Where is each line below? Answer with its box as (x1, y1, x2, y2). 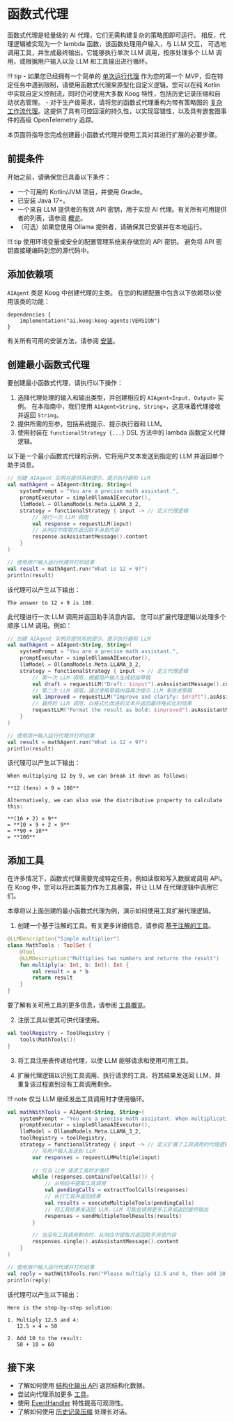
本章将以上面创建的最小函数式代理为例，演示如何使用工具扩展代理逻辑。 (7, 906, 214, 915)
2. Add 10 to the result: (7, 1335, 82, 1342)
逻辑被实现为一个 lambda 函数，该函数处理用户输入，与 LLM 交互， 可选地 (13, 39, 226, 48)
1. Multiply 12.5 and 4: (7, 1316, 79, 1323)
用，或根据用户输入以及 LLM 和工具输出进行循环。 (7, 57, 152, 65)
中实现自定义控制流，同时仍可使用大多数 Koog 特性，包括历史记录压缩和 (7, 89, 215, 98)
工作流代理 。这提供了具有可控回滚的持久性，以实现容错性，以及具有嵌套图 (7, 106, 221, 115)
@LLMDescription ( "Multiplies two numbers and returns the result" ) (19, 955, 219, 962)
